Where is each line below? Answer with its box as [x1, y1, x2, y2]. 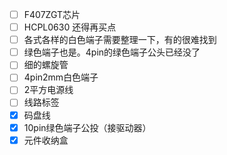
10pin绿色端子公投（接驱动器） [23, 121, 152, 133]
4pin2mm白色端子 [23, 71, 99, 83]
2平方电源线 [23, 84, 74, 96]
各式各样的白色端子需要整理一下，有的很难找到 [23, 34, 217, 46]
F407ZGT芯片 [23, 9, 81, 20]
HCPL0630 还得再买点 [23, 21, 117, 33]
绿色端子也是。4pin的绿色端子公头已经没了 [23, 46, 201, 58]
